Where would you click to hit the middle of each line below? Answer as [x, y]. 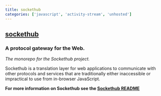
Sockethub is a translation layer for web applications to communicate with [80, 68]
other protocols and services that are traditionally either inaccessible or [78, 74]
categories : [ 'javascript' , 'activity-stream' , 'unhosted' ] [69, 14]
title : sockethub [23, 10]
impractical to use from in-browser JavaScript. [53, 79]
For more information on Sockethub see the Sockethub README [72, 89]
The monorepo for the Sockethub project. [48, 59]
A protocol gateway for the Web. [45, 48]
